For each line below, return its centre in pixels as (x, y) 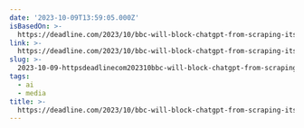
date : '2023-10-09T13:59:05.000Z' (75, 18)
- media (32, 93)
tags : (19, 77)
